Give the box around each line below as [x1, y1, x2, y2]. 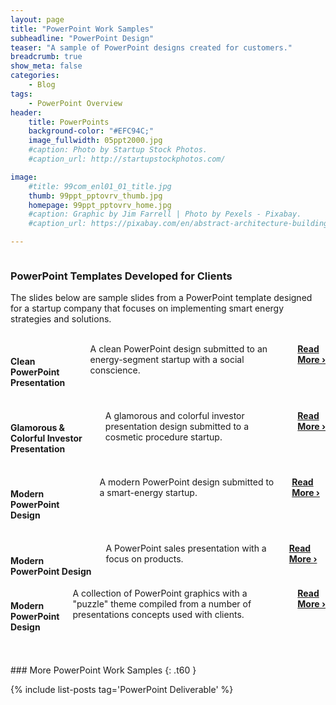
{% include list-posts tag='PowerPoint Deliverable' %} [10, 684, 234, 696]
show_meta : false [10, 61, 83, 71]
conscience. [89, 364, 141, 376]
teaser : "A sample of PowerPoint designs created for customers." [10, 42, 293, 53]
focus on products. [105, 552, 184, 565]
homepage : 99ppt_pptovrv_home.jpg [28, 200, 172, 210]
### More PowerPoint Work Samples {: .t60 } [10, 664, 197, 676]
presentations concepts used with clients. [72, 609, 245, 621]
